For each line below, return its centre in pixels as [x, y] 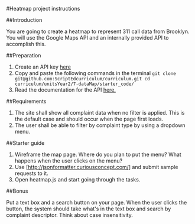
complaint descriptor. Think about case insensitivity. [69, 215]
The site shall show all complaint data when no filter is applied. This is [100, 113]
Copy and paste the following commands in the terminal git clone [95, 73]
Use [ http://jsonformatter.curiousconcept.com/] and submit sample [96, 167]
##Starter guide [25, 143]
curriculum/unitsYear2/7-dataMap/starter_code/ [74, 84]
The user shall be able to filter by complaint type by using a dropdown [100, 125]
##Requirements [26, 101]
